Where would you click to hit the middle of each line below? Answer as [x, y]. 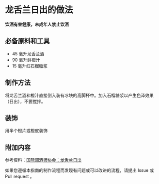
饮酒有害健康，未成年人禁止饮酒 [37, 24]
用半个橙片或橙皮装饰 [26, 131]
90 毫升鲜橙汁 [26, 60]
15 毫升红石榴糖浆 [30, 66]
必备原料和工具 [27, 41]
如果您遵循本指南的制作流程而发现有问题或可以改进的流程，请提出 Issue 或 [79, 170]
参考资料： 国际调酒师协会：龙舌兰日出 [43, 160]
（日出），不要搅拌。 [25, 101]
